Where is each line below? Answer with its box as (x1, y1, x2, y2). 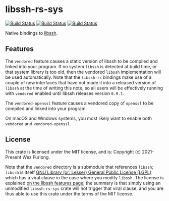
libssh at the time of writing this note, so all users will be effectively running (5, 85, 163, 91)
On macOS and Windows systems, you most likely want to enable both (5, 115, 152, 121)
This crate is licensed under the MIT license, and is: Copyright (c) (5, 148, 141, 155)
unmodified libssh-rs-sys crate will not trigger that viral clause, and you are (5, 185, 164, 191)
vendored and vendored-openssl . (5, 120, 72, 127)
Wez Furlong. (22, 154, 50, 160)
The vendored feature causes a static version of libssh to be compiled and (5, 58, 158, 64)
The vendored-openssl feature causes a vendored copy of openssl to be (5, 100, 154, 106)
